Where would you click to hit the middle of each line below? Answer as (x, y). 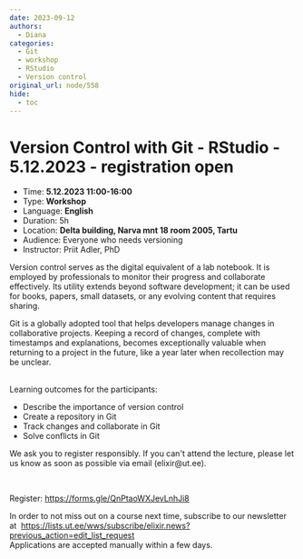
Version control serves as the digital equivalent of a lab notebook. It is (140, 267)
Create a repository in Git (69, 417)
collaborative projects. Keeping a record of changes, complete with (135, 334)
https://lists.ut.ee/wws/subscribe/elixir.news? (106, 526)
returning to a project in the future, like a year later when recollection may (147, 353)
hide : (20, 94)
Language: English (58, 211)
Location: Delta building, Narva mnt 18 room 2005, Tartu (130, 230)
